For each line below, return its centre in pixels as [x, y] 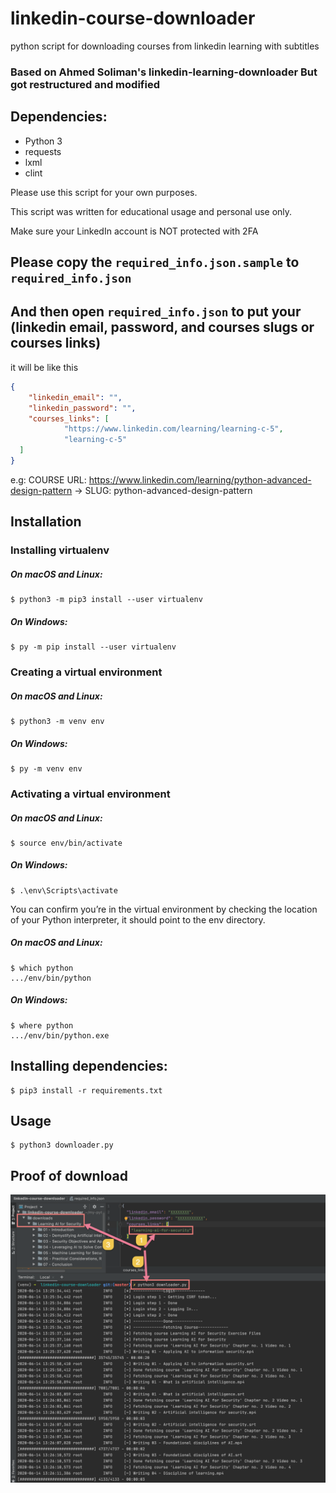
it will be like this [44, 367]
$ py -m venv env [46, 768]
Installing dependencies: [89, 1066]
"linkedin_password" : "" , [82, 408]
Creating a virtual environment [86, 672]
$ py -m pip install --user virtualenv [93, 647]
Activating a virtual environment [90, 794]
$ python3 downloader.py [62, 1145]
